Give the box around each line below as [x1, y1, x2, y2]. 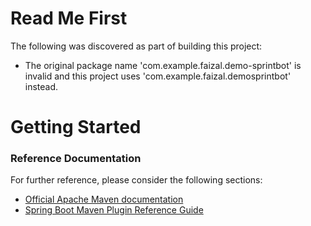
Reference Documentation [10, 152, 142, 166]
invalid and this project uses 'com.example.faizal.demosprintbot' [24, 70, 292, 82]
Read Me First [10, 7, 128, 30]
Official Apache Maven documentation [24, 193, 184, 206]
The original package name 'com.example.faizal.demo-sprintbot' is [24, 59, 302, 71]
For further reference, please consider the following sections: [10, 174, 263, 186]
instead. [24, 80, 59, 92]
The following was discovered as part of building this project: [10, 40, 263, 52]
